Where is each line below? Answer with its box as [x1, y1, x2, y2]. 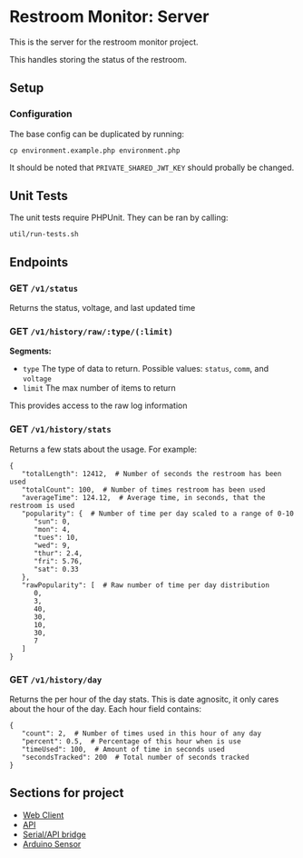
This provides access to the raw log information [9, 400, 188, 411]
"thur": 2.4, [33, 548, 83, 558]
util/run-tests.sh [9, 230, 79, 239]
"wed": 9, [33, 541, 71, 550]
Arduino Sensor [22, 838, 82, 849]
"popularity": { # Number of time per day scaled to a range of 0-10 [21, 509, 295, 518]
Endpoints [9, 254, 69, 270]
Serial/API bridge [22, 829, 86, 840]
